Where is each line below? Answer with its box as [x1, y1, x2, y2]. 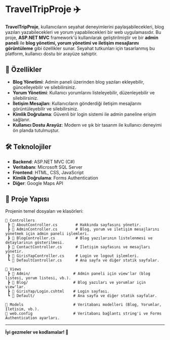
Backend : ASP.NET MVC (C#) [12, 159, 75, 165]
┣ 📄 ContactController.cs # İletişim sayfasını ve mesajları [7, 245, 151, 250]
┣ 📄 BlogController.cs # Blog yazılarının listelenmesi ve [7, 236, 153, 241]
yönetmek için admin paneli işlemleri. [5, 231, 90, 237]
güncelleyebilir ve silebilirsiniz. [12, 84, 76, 90]
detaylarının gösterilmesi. [5, 240, 65, 245]
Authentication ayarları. [5, 316, 60, 321]
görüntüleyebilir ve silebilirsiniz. [12, 105, 78, 111]
